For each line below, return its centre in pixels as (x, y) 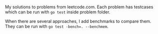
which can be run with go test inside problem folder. (58, 12)
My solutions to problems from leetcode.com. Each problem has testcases (79, 7)
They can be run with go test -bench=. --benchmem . (57, 26)
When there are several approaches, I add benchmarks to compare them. (78, 21)
